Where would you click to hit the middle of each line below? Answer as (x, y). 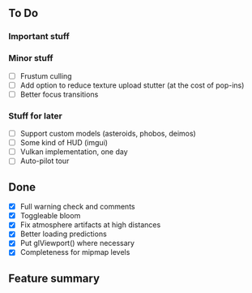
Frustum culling (46, 75)
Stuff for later (35, 115)
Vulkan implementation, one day (74, 152)
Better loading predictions (63, 234)
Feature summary (54, 278)
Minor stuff (31, 58)
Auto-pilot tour (45, 161)
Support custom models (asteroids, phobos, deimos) (108, 134)
